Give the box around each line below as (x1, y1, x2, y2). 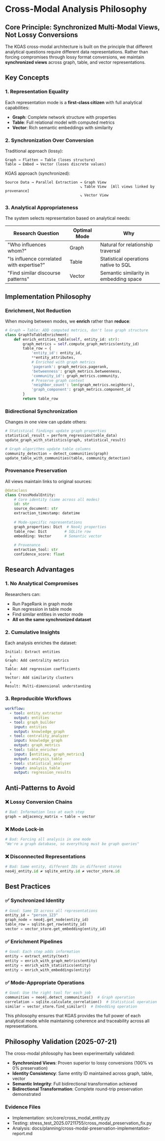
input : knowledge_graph (14, 738, 63, 743)
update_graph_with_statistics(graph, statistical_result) (5, 438, 126, 443)
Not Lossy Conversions (5, 30, 79, 39)
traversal (100, 247, 120, 254)
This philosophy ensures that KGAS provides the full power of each (5, 1013, 141, 1019)
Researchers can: (5, 591, 41, 597)
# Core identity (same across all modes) (14, 497, 100, 502)
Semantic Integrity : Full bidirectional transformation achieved (12, 1081, 137, 1087)
